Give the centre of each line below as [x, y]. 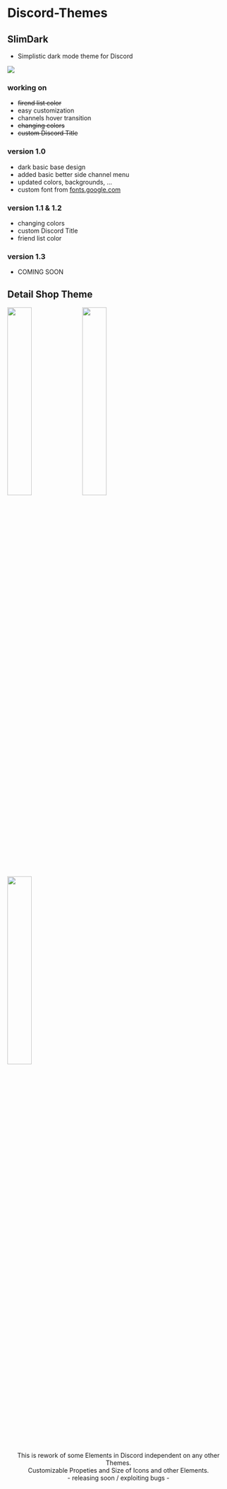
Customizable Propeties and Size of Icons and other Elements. [118, 1470]
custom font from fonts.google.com [69, 190]
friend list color [39, 238]
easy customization [46, 110]
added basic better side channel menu [73, 174]
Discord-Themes [57, 13]
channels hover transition [54, 118]
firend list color [39, 103]
